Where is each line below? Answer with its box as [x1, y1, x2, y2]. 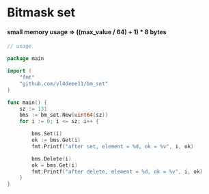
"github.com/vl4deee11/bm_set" [19, 80, 109, 87]
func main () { [7, 99, 48, 106]
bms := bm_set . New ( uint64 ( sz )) [19, 111, 109, 119]
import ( [7, 68, 32, 74]
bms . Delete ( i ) [31, 155, 72, 162]
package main [7, 55, 44, 62]
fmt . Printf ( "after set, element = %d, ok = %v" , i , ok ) [31, 143, 194, 150]
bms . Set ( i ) [31, 130, 63, 137]
